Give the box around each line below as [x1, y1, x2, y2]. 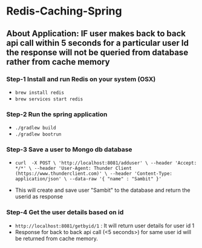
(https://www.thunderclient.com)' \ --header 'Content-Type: [15, 171, 173, 177]
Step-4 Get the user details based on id [6, 208, 124, 217]
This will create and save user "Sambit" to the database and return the [15, 186, 191, 194]
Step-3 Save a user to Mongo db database [6, 145, 132, 154]
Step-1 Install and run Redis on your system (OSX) [6, 74, 156, 83]
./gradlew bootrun [15, 131, 62, 137]
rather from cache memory [6, 56, 110, 67]
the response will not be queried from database [6, 47, 189, 57]
